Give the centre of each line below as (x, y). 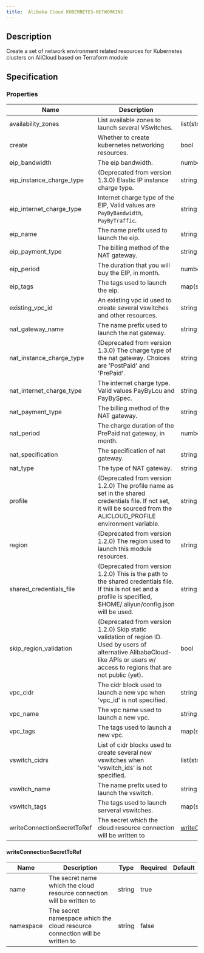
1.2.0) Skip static (122, 629)
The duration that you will (134, 265)
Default (184, 868)
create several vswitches (133, 308)
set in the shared (121, 493)
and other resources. (127, 316)
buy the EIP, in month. (129, 273)
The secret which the (128, 820)
